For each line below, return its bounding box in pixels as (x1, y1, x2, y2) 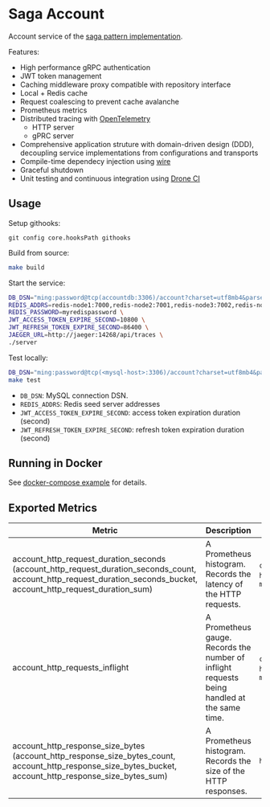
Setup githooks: (8, 218, 61, 227)
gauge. (205, 632, 232, 643)
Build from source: (8, 248, 70, 257)
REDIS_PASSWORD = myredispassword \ (8, 309, 125, 317)
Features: (8, 47, 40, 56)
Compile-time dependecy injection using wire (19, 156, 171, 166)
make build (8, 263, 45, 272)
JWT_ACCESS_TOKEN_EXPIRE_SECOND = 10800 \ (8, 316, 146, 324)
